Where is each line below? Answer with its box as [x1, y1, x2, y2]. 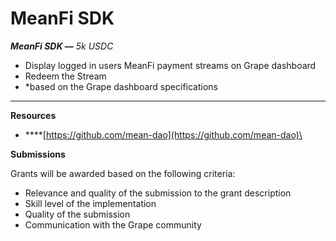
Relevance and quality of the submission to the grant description [24, 187, 292, 199]
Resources [10, 109, 57, 121]
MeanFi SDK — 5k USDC [10, 40, 114, 52]
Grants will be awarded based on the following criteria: [10, 167, 236, 179]
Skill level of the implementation [24, 197, 157, 209]
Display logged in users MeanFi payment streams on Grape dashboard [24, 59, 317, 71]
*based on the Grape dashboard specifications [24, 80, 218, 92]
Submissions [10, 148, 66, 160]
